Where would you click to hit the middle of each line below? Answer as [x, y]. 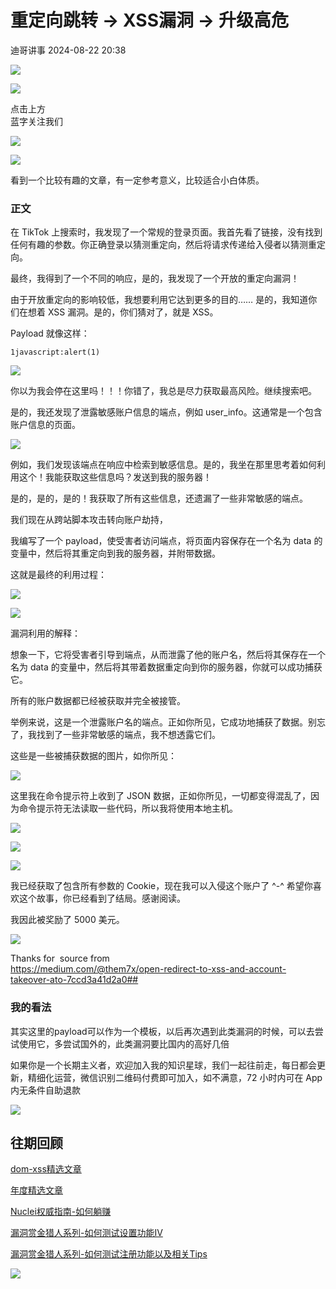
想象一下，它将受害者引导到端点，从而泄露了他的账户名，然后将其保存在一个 [168, 655]
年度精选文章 [36, 1190]
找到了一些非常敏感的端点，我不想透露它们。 [128, 735]
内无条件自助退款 [45, 1090]
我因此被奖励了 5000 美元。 [67, 920]
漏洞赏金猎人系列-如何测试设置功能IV [86, 1233]
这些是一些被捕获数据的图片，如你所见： [93, 756]
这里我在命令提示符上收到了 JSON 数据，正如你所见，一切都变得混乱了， [161, 796]
